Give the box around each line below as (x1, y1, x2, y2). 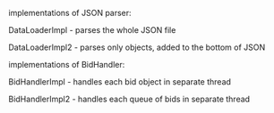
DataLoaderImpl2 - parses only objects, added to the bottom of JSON (8, 42, 266, 52)
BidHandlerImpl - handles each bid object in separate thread (8, 77, 232, 87)
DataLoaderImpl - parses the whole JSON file (8, 25, 176, 35)
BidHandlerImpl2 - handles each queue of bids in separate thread (8, 93, 251, 104)
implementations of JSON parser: (8, 8, 132, 18)
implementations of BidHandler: (8, 60, 125, 69)
